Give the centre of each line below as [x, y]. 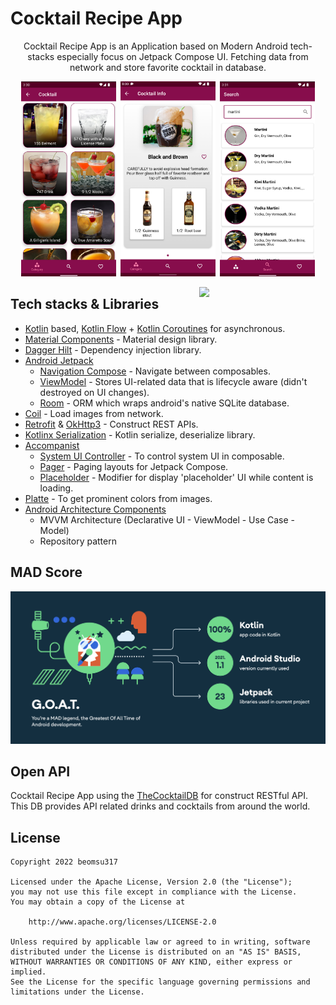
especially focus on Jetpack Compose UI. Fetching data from [182, 56]
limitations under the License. [77, 992]
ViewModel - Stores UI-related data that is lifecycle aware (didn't [173, 381]
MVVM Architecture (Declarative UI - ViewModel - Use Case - [167, 519]
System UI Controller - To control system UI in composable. [162, 456]
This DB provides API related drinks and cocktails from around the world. [160, 806]
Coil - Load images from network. [94, 413]
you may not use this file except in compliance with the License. [154, 892]
